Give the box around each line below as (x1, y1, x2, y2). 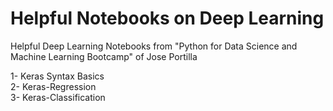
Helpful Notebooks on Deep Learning (10, 7, 325, 30)
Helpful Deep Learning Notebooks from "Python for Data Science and (10, 40, 298, 52)
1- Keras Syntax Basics (10, 70, 105, 82)
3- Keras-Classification (10, 91, 106, 103)
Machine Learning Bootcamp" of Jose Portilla (10, 50, 198, 62)
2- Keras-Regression (10, 80, 97, 92)
